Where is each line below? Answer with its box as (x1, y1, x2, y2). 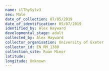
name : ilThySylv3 (5, 7, 41, 12)
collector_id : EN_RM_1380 (5, 44, 59, 49)
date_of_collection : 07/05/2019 (5, 16, 72, 21)
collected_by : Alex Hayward (5, 35, 64, 40)
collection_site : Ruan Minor (5, 49, 66, 54)
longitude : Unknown (5, 58, 46, 63)
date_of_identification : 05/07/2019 (5, 21, 81, 26)
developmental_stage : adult (5, 30, 64, 35)
